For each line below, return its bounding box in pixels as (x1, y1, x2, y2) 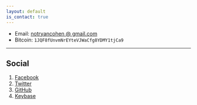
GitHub (14, 86, 32, 93)
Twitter (14, 80, 32, 87)
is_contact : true (6, 14, 49, 20)
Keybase (14, 93, 36, 100)
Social (6, 58, 29, 68)
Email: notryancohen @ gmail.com (14, 30, 98, 37)
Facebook (14, 74, 39, 81)
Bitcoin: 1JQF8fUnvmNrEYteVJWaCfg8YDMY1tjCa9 (14, 36, 124, 43)
